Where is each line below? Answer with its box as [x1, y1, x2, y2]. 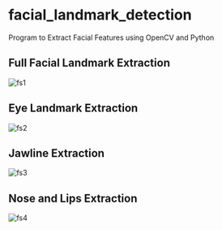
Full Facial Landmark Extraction [8, 56, 170, 70]
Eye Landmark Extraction [8, 102, 139, 115]
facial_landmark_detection [8, 6, 192, 24]
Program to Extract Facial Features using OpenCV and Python [8, 33, 215, 42]
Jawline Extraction [8, 146, 105, 160]
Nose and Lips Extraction [8, 191, 138, 205]
